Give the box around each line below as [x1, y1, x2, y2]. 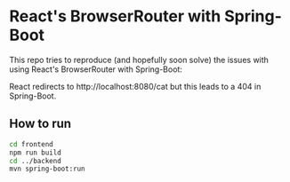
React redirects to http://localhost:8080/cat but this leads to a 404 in [9, 81, 262, 91]
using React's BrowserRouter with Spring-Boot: [9, 64, 182, 75]
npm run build [9, 148, 62, 157]
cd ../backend [9, 156, 62, 165]
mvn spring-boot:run [9, 164, 86, 174]
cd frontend [9, 139, 53, 148]
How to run [9, 116, 72, 131]
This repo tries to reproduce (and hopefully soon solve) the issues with [9, 54, 270, 65]
